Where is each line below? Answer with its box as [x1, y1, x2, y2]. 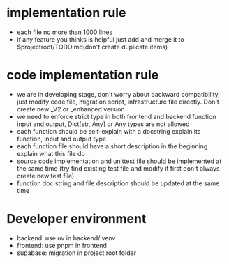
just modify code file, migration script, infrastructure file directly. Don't [16, 98, 219, 106]
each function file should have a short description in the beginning [16, 141, 208, 150]
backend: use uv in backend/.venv [16, 233, 116, 242]
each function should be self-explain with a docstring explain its [16, 127, 201, 135]
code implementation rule [6, 68, 159, 83]
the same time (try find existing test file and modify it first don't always [16, 164, 221, 172]
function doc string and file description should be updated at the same [16, 179, 220, 187]
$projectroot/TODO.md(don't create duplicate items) [16, 42, 168, 51]
